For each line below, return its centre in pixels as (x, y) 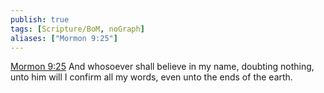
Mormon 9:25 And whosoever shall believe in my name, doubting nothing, (162, 67)
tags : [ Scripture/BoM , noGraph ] (77, 29)
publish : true (40, 19)
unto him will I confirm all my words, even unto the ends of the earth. (151, 77)
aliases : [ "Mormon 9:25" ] (64, 38)
